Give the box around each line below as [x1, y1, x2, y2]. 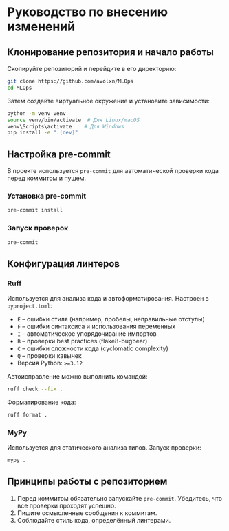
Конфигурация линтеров [7, 258, 120, 270]
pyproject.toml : [7, 301, 53, 310]
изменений [7, 19, 76, 34]
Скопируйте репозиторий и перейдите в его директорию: [7, 65, 177, 72]
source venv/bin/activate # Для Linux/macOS [7, 117, 140, 123]
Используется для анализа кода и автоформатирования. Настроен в [7, 294, 210, 303]
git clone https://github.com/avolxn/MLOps [7, 78, 134, 85]
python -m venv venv [7, 110, 67, 117]
